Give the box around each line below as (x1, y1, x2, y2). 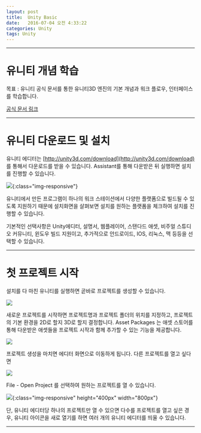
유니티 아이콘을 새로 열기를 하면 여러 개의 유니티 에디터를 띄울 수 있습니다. (14, 414, 187, 421)
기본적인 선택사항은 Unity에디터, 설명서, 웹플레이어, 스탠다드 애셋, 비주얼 (6, 222, 176, 230)
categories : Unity (6, 25, 52, 32)
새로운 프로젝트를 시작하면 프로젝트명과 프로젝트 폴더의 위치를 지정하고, (6, 311, 172, 318)
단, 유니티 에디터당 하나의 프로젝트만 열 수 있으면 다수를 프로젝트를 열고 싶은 (6, 406, 184, 413)
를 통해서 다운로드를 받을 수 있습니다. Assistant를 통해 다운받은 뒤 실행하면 (6, 163, 181, 169)
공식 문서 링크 (6, 105, 39, 112)
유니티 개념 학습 (6, 64, 79, 78)
